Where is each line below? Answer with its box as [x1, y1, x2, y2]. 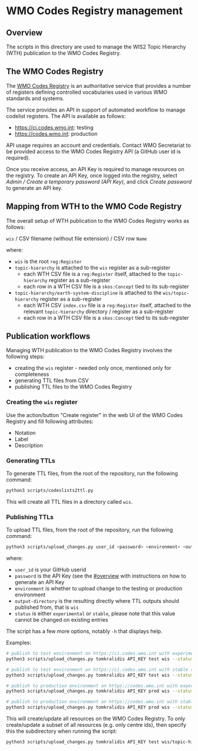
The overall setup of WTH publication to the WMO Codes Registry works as [6, 217, 190, 224]
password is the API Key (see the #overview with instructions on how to [14, 572, 187, 579]
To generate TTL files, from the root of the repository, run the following [6, 470, 179, 477]
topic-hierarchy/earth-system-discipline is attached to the [14, 289, 162, 296]
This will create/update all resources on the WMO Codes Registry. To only [6, 715, 186, 722]
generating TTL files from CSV [14, 377, 89, 384]
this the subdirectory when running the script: [6, 727, 117, 735]
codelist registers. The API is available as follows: [6, 112, 126, 119]
